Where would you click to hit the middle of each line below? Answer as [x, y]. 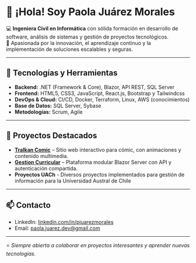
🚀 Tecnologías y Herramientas [62, 73]
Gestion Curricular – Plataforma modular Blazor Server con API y [93, 162]
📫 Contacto [28, 205]
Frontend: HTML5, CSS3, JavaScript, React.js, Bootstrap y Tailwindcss [99, 93]
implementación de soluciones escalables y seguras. [69, 49]
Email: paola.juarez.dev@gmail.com [57, 228]
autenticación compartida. [46, 168]
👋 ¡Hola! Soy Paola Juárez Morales [90, 12]
